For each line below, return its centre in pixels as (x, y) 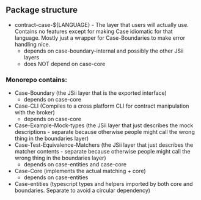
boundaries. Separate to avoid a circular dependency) (82, 191)
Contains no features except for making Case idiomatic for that (93, 31)
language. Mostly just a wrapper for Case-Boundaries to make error (100, 38)
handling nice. (32, 44)
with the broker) (35, 113)
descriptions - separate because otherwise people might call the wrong (104, 132)
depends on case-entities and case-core (75, 165)
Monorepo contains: (37, 80)
